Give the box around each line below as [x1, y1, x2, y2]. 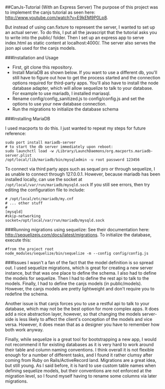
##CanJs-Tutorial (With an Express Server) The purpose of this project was [5, 4, 159, 10]
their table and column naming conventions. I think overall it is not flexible [5, 347, 154, 353]
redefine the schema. [5, 291, 48, 297]
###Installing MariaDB [5, 116, 50, 121]
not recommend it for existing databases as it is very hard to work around [5, 342, 154, 347]
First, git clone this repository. [12, 64, 73, 70]
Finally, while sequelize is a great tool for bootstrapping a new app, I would [5, 336, 157, 342]
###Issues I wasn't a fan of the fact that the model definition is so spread [5, 260, 154, 265]
